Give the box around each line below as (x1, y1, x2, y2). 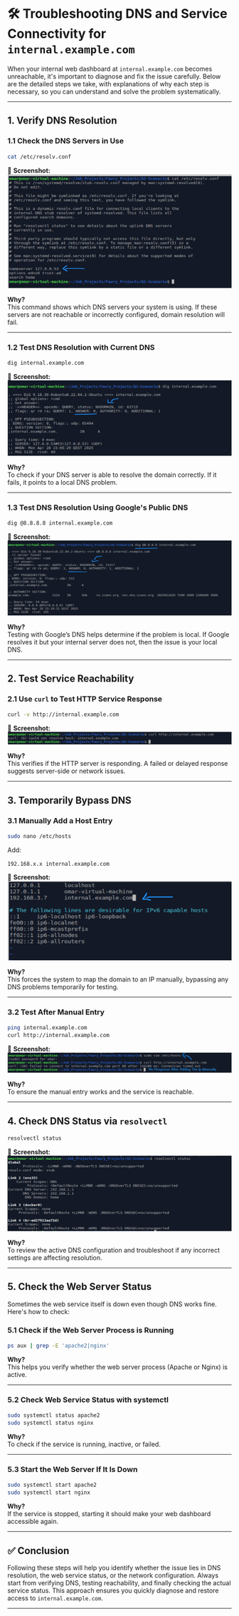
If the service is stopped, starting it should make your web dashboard (7, 1510, 211, 1518)
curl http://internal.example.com (7, 1032, 110, 1039)
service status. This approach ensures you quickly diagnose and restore (7, 1586, 219, 1595)
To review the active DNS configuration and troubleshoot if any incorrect (7, 1246, 221, 1255)
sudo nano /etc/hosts (7, 832, 72, 839)
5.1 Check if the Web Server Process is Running (7, 1325, 174, 1335)
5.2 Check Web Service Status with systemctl (7, 1395, 169, 1405)
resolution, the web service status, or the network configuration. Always (7, 1571, 219, 1580)
